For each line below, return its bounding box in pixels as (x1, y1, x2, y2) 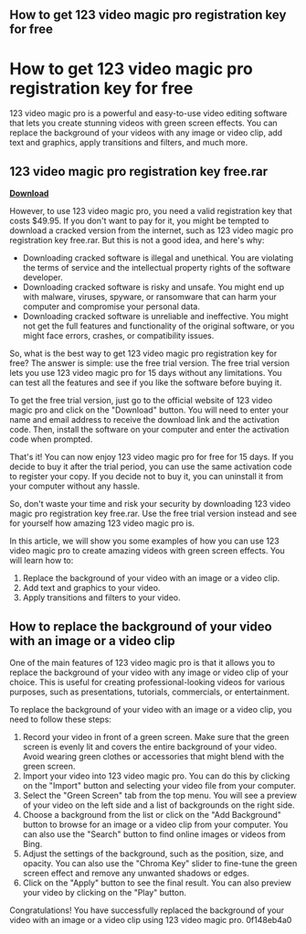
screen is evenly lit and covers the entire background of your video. (22, 741, 277, 752)
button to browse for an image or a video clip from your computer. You (22, 819, 289, 830)
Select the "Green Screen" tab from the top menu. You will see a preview (22, 789, 297, 800)
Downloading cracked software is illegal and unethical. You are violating (22, 252, 294, 263)
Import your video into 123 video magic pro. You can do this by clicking (22, 770, 290, 781)
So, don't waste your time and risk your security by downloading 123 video (9, 499, 290, 510)
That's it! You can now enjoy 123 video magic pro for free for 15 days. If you (9, 452, 294, 463)
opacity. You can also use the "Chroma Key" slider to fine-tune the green (22, 857, 298, 868)
